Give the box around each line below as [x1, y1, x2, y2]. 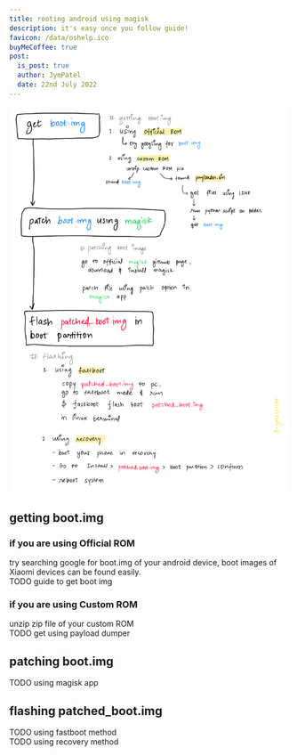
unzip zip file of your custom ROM [9, 619, 134, 630]
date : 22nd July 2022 [17, 80, 98, 89]
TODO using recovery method [9, 736, 119, 747]
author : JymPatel [17, 71, 82, 80]
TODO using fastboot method [9, 727, 117, 737]
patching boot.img [9, 654, 114, 669]
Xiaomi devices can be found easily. [9, 566, 141, 578]
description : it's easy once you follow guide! [9, 23, 189, 33]
